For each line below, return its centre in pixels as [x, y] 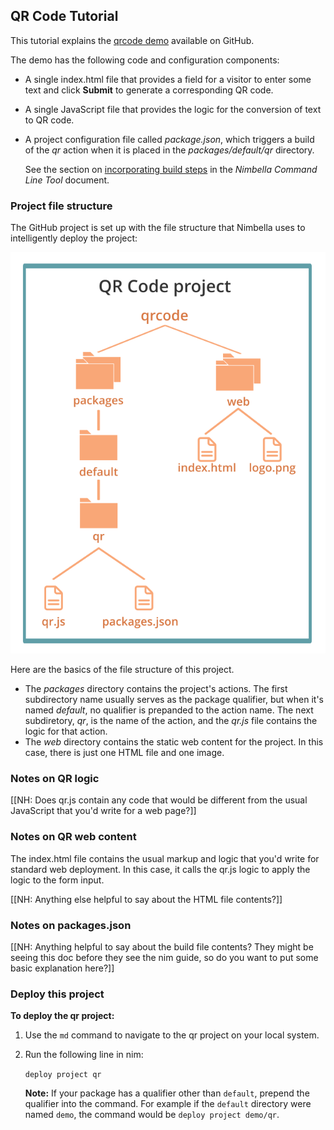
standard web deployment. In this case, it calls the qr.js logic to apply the [160, 869]
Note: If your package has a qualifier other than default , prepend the [167, 1093]
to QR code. [49, 120]
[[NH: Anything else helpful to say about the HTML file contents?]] [146, 899]
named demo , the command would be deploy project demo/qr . [152, 1115]
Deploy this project [57, 994]
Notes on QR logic [55, 778]
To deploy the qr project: [62, 1016]
